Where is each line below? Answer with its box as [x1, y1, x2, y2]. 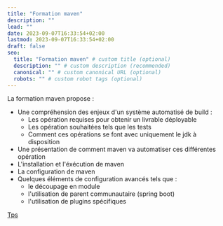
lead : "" [7, 23, 33, 30]
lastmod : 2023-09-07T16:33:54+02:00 [7, 36, 114, 43]
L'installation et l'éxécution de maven [17, 160, 125, 169]
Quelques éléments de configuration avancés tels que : [17, 175, 177, 183]
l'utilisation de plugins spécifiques [27, 197, 127, 206]
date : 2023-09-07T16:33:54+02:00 [7, 29, 105, 37]
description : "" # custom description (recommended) [13, 62, 171, 69]
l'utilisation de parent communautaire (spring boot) [27, 190, 175, 198]
